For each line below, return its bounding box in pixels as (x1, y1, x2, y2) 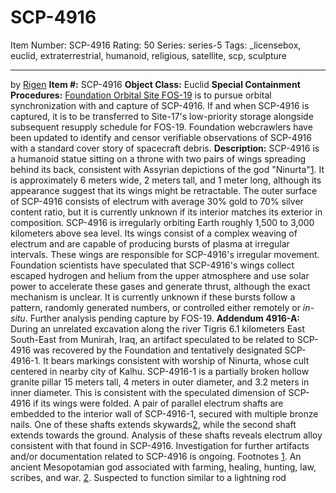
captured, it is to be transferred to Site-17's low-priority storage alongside (10, 110, 314, 122)
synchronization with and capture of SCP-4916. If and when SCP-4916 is (10, 99, 310, 111)
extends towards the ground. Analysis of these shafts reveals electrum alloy (10, 429, 323, 441)
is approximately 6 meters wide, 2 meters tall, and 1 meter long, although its (10, 174, 322, 186)
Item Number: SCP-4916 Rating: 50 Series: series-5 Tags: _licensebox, (10, 39, 302, 51)
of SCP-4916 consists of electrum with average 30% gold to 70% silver (10, 195, 304, 207)
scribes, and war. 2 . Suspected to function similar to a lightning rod (10, 471, 287, 483)
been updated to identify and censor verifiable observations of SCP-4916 (10, 131, 312, 143)
